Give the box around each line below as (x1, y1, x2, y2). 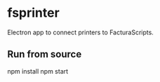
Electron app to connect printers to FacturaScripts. (7, 28, 154, 36)
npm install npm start (7, 67, 69, 75)
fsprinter (7, 5, 60, 21)
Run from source (7, 48, 82, 60)
